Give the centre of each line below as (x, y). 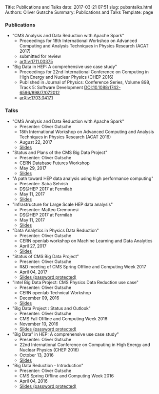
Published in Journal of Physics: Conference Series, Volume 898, (85, 82)
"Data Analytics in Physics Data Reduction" (55, 230)
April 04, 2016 (33, 381)
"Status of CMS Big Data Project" (45, 256)
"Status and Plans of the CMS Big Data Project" (60, 152)
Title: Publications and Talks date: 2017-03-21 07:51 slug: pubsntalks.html (79, 7)
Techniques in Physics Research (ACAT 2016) (65, 137)
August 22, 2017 (36, 142)
